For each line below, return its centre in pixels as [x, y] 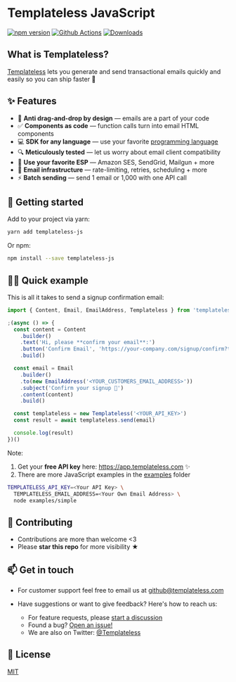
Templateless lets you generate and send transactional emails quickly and [114, 71]
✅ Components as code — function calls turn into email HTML [108, 125]
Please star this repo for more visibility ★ [78, 547]
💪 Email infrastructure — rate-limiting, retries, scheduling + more [112, 170]
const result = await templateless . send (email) [85, 420]
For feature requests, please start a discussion [95, 618]
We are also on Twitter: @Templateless [84, 633]
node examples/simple [45, 500]
